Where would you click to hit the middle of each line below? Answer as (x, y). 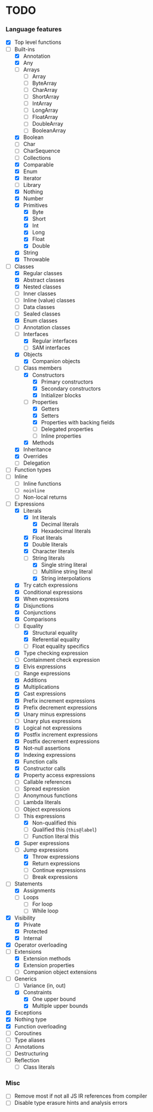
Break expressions (55, 877)
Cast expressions (45, 694)
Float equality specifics (61, 646)
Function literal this (55, 836)
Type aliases (30, 1040)
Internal (33, 938)
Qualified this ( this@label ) (64, 829)
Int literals (44, 517)
